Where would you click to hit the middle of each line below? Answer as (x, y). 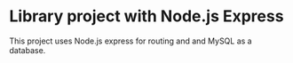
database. (28, 50)
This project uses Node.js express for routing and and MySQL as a (131, 41)
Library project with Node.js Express (146, 16)
